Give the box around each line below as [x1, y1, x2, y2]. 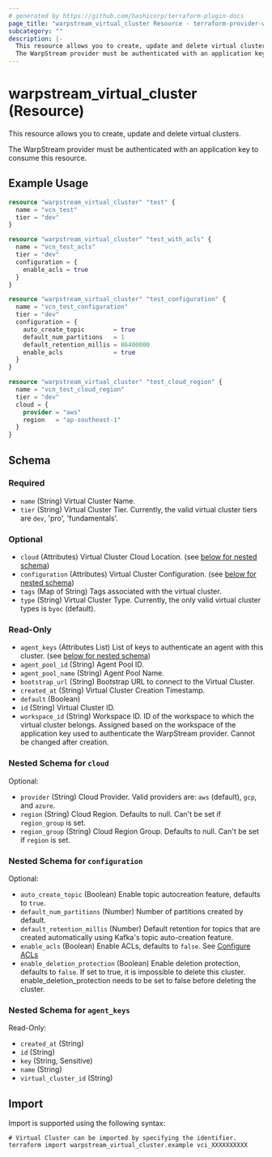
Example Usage [8, 176, 89, 191]
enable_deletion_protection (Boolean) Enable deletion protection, [19, 959, 241, 968]
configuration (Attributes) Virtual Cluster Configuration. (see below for [19, 569, 257, 579]
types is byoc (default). [19, 604, 96, 614]
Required [8, 477, 45, 489]
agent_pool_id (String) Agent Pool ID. [19, 659, 144, 670]
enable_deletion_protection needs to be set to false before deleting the [19, 976, 257, 985]
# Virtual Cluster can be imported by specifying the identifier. [8, 1134, 237, 1142]
